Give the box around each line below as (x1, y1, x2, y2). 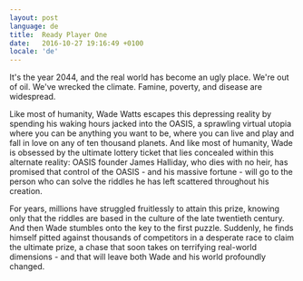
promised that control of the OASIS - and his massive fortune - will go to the (9, 167, 293, 178)
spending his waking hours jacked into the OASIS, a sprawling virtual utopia (9, 119, 292, 130)
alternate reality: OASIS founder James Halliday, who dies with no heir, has (9, 157, 288, 168)
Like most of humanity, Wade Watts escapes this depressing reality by (9, 109, 272, 120)
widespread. (9, 92, 56, 102)
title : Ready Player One (9, 30, 107, 39)
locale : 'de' (9, 47, 59, 56)
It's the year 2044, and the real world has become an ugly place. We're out (9, 72, 289, 82)
